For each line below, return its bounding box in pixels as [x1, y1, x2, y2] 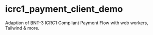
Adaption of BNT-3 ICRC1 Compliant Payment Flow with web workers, [5, 20, 149, 26]
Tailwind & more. [5, 25, 40, 31]
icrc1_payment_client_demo [5, 3, 123, 15]
